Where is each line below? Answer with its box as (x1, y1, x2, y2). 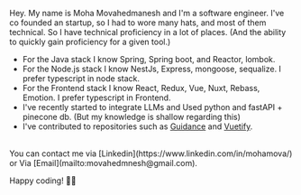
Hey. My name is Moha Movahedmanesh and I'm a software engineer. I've (9, 8, 285, 18)
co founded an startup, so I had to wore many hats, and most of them (9, 17, 267, 28)
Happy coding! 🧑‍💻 (9, 175, 77, 186)
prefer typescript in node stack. (22, 73, 140, 84)
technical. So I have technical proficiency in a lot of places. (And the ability (9, 27, 287, 37)
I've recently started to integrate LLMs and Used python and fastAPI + (22, 102, 283, 112)
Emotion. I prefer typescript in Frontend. (22, 92, 171, 103)
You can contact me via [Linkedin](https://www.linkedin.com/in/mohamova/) (9, 148, 293, 159)
